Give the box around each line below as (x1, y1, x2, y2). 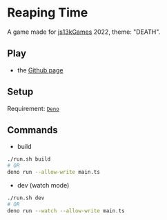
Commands (7, 124, 59, 136)
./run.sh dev (7, 194, 45, 201)
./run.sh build (7, 156, 51, 163)
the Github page (17, 66, 63, 74)
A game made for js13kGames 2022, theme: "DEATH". (7, 28, 161, 36)
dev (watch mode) (17, 181, 70, 189)
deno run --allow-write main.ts (7, 169, 100, 176)
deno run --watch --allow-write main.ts (7, 207, 126, 214)
